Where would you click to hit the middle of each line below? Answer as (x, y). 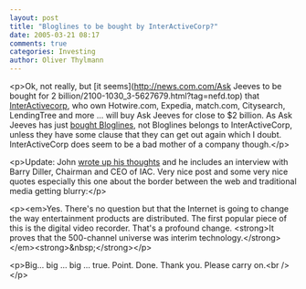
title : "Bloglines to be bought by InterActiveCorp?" (114, 26)
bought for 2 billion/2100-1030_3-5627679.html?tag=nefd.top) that (135, 96)
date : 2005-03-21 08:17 (55, 35)
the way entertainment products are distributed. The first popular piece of (148, 218)
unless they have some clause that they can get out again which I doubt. (145, 134)
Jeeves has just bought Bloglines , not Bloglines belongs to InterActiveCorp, (151, 125)
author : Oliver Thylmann (57, 60)
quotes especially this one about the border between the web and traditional (153, 181)
